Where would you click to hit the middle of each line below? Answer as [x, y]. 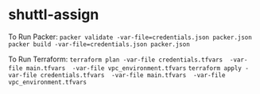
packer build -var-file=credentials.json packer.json [99, 44]
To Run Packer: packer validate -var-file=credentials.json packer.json [130, 37]
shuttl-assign [54, 15]
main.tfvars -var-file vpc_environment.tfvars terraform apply [134, 68]
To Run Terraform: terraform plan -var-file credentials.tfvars [116, 59]
